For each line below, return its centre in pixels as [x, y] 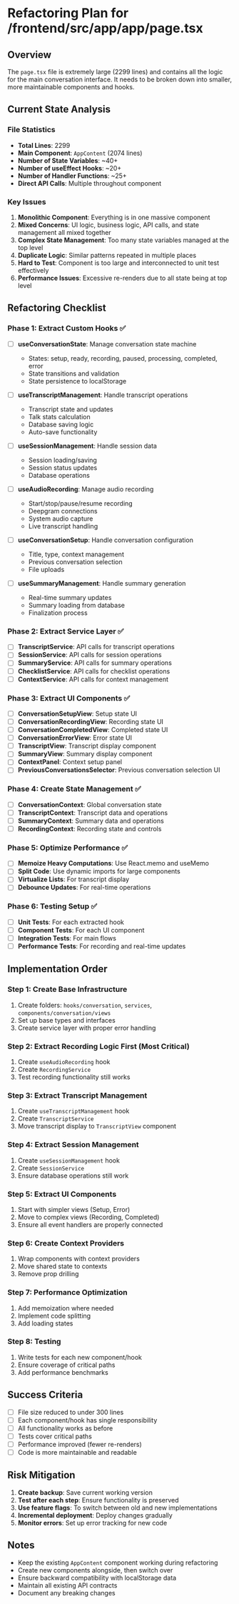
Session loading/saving [63, 460]
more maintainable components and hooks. [71, 87]
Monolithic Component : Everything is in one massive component [114, 217]
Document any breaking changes [66, 1593]
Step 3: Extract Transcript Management [77, 1096]
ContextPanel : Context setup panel [70, 762]
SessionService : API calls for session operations [90, 655]
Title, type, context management [76, 554]
